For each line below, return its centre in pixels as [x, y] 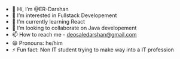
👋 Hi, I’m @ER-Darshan [40, 9]
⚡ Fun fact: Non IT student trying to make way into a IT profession [93, 50]
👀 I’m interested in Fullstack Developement [64, 15]
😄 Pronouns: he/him [37, 43]
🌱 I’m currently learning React [48, 22]
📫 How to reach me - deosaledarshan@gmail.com [74, 35]
